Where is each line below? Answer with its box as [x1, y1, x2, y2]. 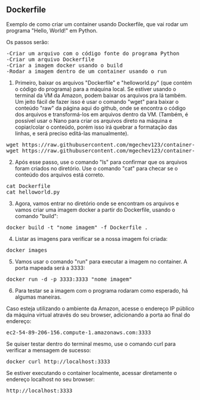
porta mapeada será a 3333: [14, 264, 85, 271]
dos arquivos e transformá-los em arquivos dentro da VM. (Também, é [14, 110, 189, 118]
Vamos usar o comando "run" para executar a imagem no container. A [14, 258, 188, 265]
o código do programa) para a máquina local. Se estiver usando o [14, 85, 176, 92]
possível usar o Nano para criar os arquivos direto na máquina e [14, 117, 173, 124]
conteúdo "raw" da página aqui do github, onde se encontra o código [14, 104, 186, 111]
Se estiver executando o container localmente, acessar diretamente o [6, 369, 177, 376]
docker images [6, 247, 48, 253]
